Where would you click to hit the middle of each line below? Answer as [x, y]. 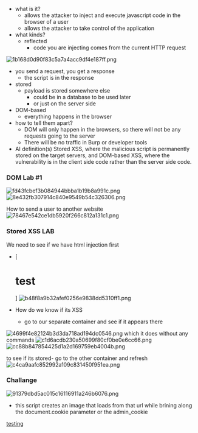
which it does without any [156, 333]
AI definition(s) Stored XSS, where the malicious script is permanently [102, 149]
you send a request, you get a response [65, 71]
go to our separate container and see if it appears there [93, 322]
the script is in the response [59, 78]
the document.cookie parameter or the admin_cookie [81, 412]
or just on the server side [64, 104]
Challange [22, 380]
